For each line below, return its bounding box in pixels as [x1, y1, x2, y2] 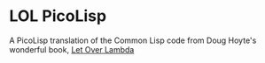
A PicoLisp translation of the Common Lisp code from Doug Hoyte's [9, 35, 257, 45]
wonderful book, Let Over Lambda [9, 44, 135, 54]
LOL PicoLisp [9, 6, 107, 26]
